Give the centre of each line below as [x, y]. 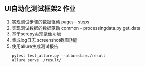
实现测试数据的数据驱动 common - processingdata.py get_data [76, 28]
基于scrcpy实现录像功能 [36, 34]
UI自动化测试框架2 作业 [40, 9]
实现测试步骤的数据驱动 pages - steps [51, 22]
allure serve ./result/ [36, 60]
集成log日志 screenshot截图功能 [44, 40]
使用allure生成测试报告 [35, 46]
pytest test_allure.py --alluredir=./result [59, 56]
